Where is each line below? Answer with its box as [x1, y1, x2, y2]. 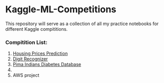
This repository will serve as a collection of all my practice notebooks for [5, 20, 159, 27]
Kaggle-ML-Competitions [5, 4, 117, 15]
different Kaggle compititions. [5, 26, 68, 32]
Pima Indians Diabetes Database [12, 61, 81, 68]
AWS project [12, 72, 39, 78]
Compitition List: [5, 38, 48, 46]
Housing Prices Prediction [12, 50, 68, 57]
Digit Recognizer [12, 56, 48, 62]
